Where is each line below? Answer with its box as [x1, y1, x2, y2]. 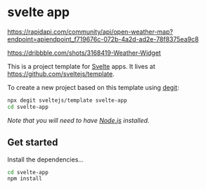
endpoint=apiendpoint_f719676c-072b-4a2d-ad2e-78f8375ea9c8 [7, 34, 199, 43]
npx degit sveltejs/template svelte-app [7, 96, 128, 104]
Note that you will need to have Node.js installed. [7, 116, 150, 124]
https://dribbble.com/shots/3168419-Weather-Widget [7, 48, 162, 57]
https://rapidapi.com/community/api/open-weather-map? [7, 27, 174, 36]
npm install [7, 175, 42, 183]
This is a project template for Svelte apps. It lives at [7, 62, 156, 70]
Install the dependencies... [7, 155, 84, 164]
